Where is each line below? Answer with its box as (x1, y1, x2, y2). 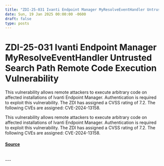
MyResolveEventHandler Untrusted (5, 52, 152, 64)
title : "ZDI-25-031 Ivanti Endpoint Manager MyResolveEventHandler (5, 7, 145, 12)
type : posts (5, 21, 29, 26)
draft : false (5, 16, 32, 21)
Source (5, 141, 20, 147)
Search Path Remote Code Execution (5, 63, 157, 74)
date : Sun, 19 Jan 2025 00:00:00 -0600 (5, 12, 86, 17)
